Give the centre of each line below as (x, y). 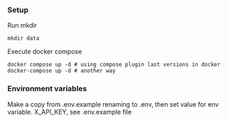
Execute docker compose (45, 52)
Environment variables (47, 89)
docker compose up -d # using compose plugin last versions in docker (114, 65)
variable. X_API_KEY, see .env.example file (70, 112)
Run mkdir (22, 26)
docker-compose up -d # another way (61, 71)
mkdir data (23, 38)
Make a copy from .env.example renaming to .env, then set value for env (113, 104)
